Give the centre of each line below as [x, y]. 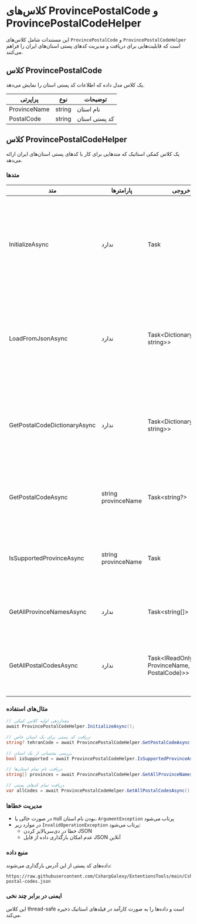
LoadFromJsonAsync [38, 338]
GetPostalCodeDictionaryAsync [52, 425]
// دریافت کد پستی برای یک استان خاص [48, 737]
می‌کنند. [15, 52]
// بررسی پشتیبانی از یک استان [39, 753]
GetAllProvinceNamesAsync [48, 611]
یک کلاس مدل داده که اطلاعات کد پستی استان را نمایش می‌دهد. [75, 85]
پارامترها [122, 190]
